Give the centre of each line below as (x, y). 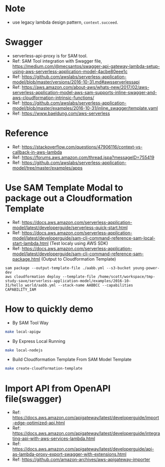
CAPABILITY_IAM (21, 289)
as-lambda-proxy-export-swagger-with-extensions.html (69, 454)
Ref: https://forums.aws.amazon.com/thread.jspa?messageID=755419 (83, 157)
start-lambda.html (30, 243)
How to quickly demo (49, 309)
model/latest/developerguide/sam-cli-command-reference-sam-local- (84, 238)
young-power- (146, 268)
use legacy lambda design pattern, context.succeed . (65, 22)
